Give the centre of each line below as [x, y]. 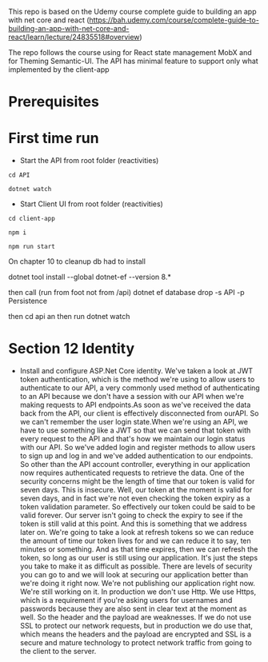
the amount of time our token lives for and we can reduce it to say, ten [136, 541]
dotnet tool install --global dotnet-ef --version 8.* [90, 277]
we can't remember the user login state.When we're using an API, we [134, 422]
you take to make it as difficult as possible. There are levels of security [136, 566]
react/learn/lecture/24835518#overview [74, 37]
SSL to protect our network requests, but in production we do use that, [136, 626]
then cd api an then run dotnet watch [69, 317]
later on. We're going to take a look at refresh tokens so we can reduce [137, 532]
